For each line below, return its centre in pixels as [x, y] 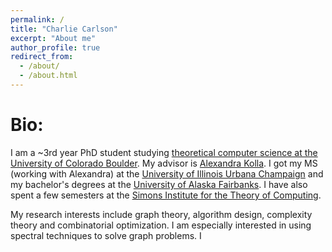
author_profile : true [55, 47]
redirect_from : [42, 57]
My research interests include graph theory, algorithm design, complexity [161, 214]
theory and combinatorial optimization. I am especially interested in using [161, 225]
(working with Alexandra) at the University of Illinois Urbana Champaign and [167, 173]
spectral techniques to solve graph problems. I [106, 235]
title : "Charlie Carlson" [64, 29]
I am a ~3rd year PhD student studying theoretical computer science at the [164, 152]
